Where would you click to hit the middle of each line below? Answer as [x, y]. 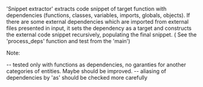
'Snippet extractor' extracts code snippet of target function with [86, 9]
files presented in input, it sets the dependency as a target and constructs [99, 28]
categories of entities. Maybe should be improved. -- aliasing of [86, 71]
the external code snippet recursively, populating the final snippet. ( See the [101, 35]
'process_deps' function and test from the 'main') [68, 41]
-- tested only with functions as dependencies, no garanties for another [96, 64]
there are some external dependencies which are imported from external [98, 22]
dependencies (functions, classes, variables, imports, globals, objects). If [98, 15]
